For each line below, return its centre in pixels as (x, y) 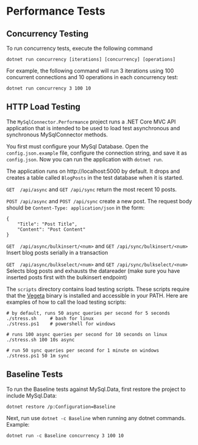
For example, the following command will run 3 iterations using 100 (90, 71)
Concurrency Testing (48, 34)
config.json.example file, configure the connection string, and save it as (97, 153)
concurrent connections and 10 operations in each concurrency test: (92, 77)
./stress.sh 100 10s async (41, 340)
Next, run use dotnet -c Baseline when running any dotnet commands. (96, 418)
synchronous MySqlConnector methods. (57, 135)
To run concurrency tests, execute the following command (80, 48)
